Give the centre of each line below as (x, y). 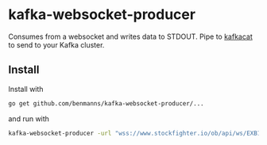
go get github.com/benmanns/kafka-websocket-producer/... (106, 103)
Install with (26, 89)
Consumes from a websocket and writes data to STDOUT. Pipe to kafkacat (130, 36)
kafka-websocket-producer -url (60, 133)
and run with (29, 118)
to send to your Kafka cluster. (56, 44)
